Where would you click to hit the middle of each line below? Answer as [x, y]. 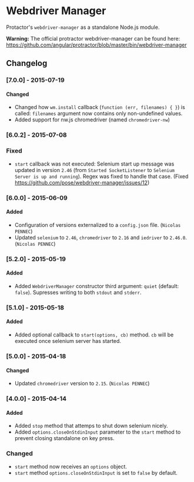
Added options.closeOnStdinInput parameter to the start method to [98, 432]
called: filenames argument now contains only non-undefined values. [98, 114]
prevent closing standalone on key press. [64, 438]
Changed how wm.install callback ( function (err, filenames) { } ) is [100, 107]
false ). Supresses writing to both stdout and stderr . [78, 292]
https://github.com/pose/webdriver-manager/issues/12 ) [82, 182]
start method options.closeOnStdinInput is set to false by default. [96, 473]
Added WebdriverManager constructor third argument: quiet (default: [97, 286]
